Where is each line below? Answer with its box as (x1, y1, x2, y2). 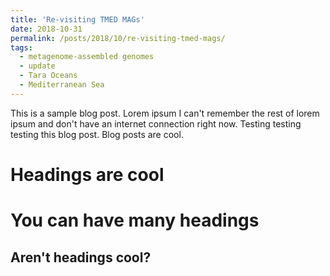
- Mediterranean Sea (19, 80, 105, 90)
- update (19, 61, 56, 71)
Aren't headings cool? (10, 249, 152, 266)
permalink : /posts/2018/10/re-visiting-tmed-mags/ (10, 33, 226, 43)
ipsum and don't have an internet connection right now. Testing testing (10, 117, 302, 130)
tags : (10, 42, 33, 53)
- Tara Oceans (19, 71, 78, 81)
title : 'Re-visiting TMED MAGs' (10, 14, 145, 25)
